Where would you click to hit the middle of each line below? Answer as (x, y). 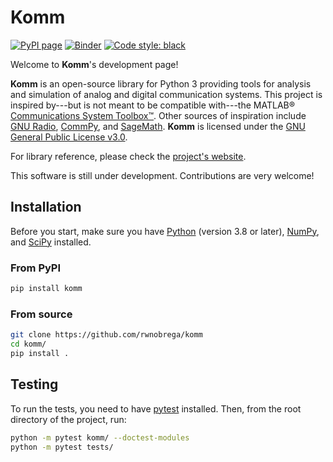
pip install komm (46, 289)
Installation (46, 207)
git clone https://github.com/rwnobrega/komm (106, 335)
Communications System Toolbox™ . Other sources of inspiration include (158, 115)
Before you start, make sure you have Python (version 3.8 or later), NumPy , (165, 231)
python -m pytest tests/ (62, 447)
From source (41, 314)
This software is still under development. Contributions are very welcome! (162, 175)
